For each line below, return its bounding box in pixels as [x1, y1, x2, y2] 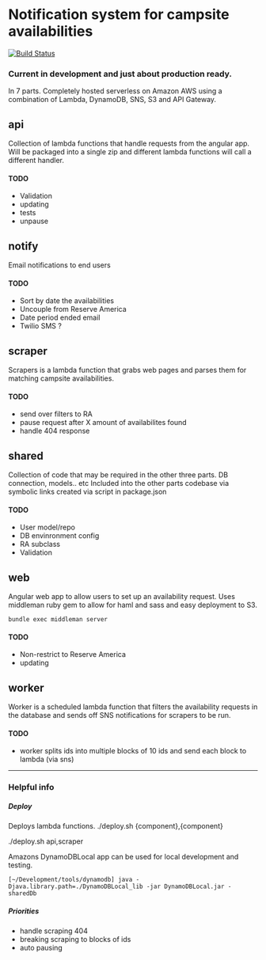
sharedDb [8, 890, 37, 897]
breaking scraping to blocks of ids [19, 935, 131, 944]
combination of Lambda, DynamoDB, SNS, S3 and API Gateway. [8, 95, 216, 104]
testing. [8, 860, 33, 870]
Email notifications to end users [8, 260, 111, 270]
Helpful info [8, 782, 55, 793]
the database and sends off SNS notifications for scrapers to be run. [8, 711, 231, 720]
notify [8, 239, 39, 252]
